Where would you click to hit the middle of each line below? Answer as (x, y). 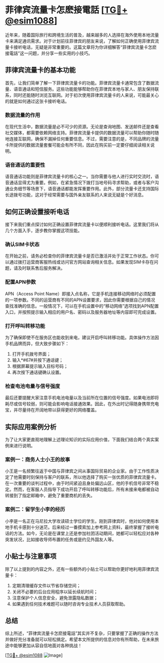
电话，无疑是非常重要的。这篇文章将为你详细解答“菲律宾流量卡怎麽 (89, 47)
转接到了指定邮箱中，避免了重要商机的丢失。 (50, 496)
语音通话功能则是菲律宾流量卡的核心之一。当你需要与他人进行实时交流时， (80, 177)
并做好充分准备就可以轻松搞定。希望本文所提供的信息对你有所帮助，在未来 (80, 640)
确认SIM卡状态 (22, 244)
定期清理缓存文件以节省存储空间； (46, 585)
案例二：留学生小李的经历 (35, 509)
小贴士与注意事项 (31, 556)
